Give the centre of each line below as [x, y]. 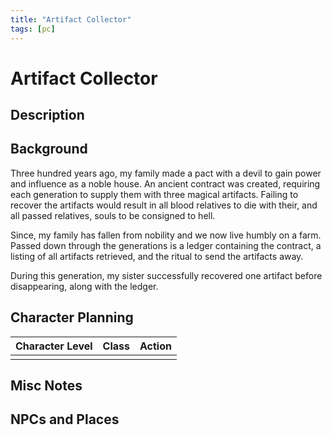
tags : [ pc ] [33, 29]
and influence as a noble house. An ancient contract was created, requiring [165, 183]
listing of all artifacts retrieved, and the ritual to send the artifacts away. [157, 256]
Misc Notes [46, 386]
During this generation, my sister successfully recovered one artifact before [166, 275]
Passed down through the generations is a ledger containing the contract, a [166, 245]
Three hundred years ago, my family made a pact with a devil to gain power [166, 173]
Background [49, 149]
